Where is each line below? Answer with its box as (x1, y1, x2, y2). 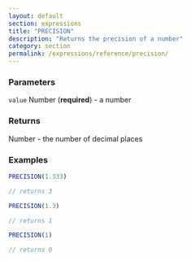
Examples (8, 154, 49, 165)
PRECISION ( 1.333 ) (8, 172, 67, 181)
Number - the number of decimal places (8, 133, 143, 143)
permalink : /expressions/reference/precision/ (8, 50, 169, 58)
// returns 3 (8, 187, 53, 195)
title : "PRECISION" (8, 27, 75, 35)
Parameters (8, 76, 55, 88)
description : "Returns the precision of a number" (8, 34, 184, 43)
